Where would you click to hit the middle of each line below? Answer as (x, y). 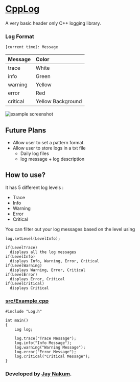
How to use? (26, 175)
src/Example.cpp (27, 301)
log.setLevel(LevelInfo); (33, 238)
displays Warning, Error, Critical (48, 270)
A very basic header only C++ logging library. (53, 23)
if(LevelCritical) (25, 283)
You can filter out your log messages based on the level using (70, 229)
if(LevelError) (21, 274)
